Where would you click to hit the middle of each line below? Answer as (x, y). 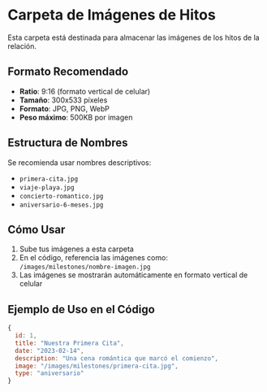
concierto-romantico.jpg (61, 196)
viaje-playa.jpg (47, 187)
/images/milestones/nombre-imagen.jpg (85, 267)
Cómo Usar (37, 229)
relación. (22, 46)
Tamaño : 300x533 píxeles (63, 100)
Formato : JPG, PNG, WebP (65, 108)
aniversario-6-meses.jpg (61, 205)
